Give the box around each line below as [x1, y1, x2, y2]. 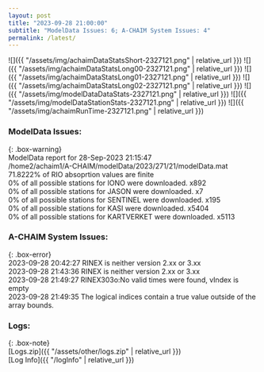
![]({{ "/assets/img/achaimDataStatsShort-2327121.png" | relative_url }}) [8, 56, 243, 65]
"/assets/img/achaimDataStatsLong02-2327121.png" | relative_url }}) [18, 81, 243, 91]
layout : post [8, 11, 52, 20]
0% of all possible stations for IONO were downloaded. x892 [8, 178, 207, 188]
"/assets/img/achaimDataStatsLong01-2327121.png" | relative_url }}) [18, 72, 242, 82]
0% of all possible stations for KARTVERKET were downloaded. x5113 [8, 211, 235, 221]
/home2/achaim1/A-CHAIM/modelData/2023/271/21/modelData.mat [8, 161, 228, 171]
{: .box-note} [8, 339, 50, 348]
